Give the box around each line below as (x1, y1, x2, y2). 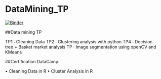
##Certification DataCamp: (5, 58, 60, 64)
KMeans (5, 49, 22, 55)
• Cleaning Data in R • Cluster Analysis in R (5, 68, 93, 74)
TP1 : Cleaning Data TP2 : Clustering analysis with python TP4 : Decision (5, 38, 153, 45)
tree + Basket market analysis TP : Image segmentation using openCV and (5, 44, 157, 50)
